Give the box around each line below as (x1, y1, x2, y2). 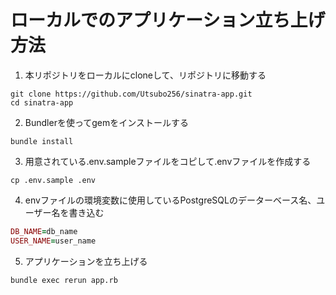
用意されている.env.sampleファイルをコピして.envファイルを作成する (24, 155, 312, 167)
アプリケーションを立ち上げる (24, 255, 148, 267)
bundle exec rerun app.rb (10, 275, 118, 285)
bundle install (10, 136, 74, 146)
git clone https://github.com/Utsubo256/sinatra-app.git (10, 89, 253, 99)
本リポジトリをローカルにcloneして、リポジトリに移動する (24, 69, 267, 81)
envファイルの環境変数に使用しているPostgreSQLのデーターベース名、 (24, 194, 317, 206)
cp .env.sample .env (10, 175, 97, 185)
